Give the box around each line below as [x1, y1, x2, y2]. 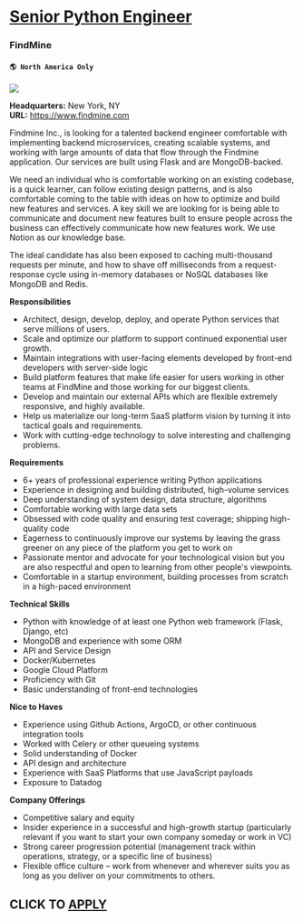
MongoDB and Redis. [9, 279, 89, 290]
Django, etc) [22, 626, 69, 637]
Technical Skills [9, 598, 71, 610]
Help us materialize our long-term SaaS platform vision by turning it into [22, 411, 291, 422]
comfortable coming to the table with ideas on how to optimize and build [9, 194, 280, 205]
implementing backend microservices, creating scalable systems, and [9, 137, 270, 148]
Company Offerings [9, 795, 86, 806]
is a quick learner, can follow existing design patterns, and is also [9, 184, 253, 195]
